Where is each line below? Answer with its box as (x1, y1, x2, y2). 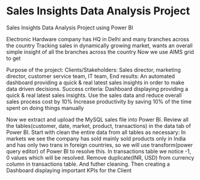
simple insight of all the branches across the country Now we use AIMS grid (6, 48, 194, 55)
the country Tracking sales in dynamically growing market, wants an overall (6, 42, 193, 49)
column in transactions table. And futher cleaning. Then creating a (6, 160, 170, 167)
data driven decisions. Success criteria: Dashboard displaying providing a (6, 85, 189, 92)
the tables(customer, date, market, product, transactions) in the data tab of (6, 122, 191, 129)
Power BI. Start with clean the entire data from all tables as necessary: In (6, 129, 186, 136)
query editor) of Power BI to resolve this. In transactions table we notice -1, (6, 148, 192, 155)
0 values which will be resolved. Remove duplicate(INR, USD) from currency (6, 154, 195, 161)
